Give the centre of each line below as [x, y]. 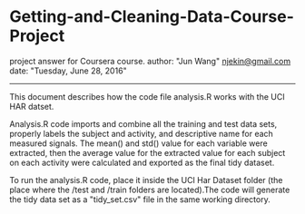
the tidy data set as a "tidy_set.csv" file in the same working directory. [140, 199]
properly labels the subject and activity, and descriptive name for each [142, 133]
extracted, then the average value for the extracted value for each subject [148, 152]
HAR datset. [32, 106]
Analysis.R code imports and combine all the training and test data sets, [143, 123]
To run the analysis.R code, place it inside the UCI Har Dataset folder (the [146, 180]
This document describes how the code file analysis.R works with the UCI [147, 96]
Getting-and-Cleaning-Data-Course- [152, 17]
